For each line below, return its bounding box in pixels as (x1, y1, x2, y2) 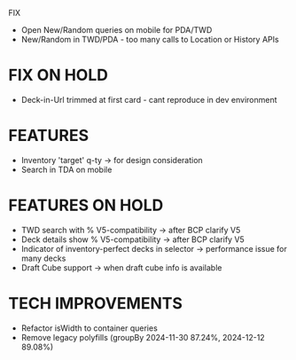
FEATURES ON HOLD (8, 195, 164, 215)
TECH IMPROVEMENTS (8, 293, 183, 313)
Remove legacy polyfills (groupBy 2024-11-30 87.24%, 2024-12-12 (20, 332, 265, 342)
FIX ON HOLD (8, 66, 108, 85)
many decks (20, 253, 66, 263)
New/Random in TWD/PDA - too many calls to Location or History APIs (20, 35, 280, 44)
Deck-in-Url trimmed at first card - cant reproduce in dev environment (20, 94, 277, 105)
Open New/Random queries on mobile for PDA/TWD (20, 25, 213, 35)
